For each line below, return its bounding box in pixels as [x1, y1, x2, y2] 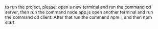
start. [5, 19, 16, 25]
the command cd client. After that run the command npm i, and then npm [5, 14, 152, 20]
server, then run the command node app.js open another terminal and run [5, 9, 153, 15]
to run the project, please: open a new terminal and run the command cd [5, 4, 151, 10]
